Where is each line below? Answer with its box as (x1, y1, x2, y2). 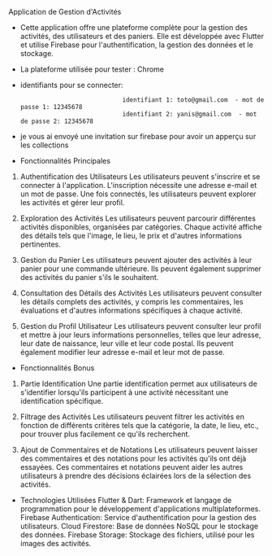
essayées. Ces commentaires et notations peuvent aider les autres (19, 462, 244, 471)
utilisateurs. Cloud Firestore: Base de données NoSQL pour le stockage (19, 521, 258, 531)
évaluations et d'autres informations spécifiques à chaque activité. (19, 305, 243, 315)
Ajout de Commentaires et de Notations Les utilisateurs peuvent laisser (19, 445, 258, 454)
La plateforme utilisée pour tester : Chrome (19, 64, 165, 74)
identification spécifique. (19, 396, 104, 405)
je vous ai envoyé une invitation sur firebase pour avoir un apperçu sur (19, 132, 257, 141)
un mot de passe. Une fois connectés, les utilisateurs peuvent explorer (19, 189, 257, 199)
